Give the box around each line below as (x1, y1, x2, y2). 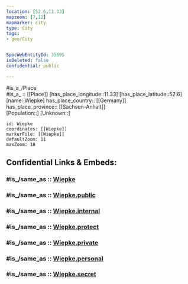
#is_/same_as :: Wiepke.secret (6, 270, 96, 278)
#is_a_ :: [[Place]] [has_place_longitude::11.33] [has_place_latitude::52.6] (6, 90, 182, 97)
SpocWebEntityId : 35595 (6, 52, 65, 58)
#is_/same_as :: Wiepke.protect (6, 223, 99, 231)
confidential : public (6, 63, 60, 68)
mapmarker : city (6, 19, 46, 25)
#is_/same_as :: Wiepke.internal (6, 207, 101, 215)
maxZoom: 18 (6, 141, 35, 148)
